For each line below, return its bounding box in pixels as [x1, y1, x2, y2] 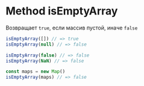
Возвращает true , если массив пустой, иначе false [5, 24, 138, 31]
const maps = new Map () [5, 69, 66, 75]
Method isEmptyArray [5, 4, 118, 18]
